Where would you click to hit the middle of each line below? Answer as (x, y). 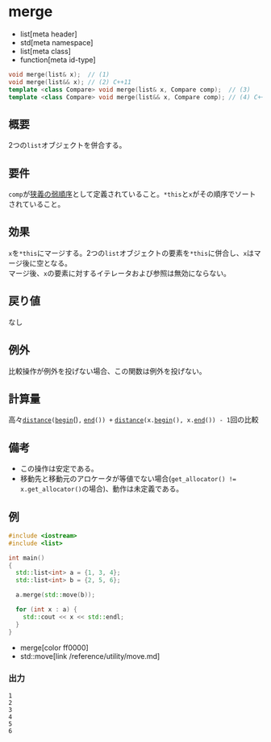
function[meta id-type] (58, 60)
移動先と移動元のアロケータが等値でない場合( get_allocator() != (128, 479)
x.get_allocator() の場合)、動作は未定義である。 (102, 489)
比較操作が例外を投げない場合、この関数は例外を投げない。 (107, 371)
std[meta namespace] (56, 42)
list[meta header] (49, 34)
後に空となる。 (47, 263)
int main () (27, 558)
